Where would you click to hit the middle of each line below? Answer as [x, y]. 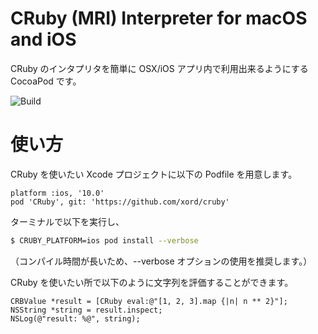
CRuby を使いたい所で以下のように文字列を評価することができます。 [152, 282]
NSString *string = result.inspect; [86, 310]
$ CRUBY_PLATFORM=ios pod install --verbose [104, 240]
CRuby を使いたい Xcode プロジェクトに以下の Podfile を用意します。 [154, 174]
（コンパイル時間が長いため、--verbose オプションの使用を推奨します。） [161, 261]
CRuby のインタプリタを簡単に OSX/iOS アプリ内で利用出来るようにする [159, 68]
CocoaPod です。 [46, 81]
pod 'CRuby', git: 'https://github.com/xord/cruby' [120, 202]
